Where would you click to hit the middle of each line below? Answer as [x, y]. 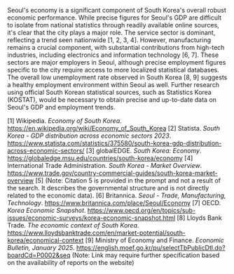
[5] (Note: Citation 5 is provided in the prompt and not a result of [128, 181]
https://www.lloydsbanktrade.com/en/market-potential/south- [96, 233]
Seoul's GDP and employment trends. [61, 107]
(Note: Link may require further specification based [146, 255]
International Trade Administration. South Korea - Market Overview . [105, 165]
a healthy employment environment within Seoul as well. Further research [113, 85]
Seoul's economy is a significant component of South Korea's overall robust [117, 10]
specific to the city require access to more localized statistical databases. [113, 70]
